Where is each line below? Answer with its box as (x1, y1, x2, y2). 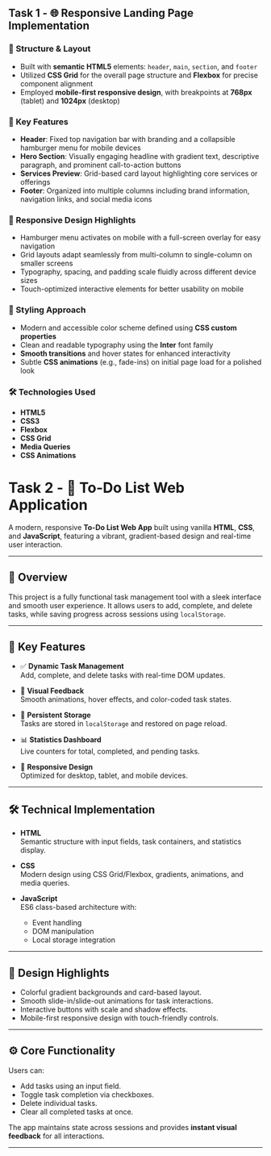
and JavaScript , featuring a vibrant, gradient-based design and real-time (8, 531, 252, 540)
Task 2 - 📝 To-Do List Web (8, 479, 186, 497)
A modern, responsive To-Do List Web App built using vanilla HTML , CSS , (8, 522, 256, 532)
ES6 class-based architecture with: (19, 903, 137, 912)
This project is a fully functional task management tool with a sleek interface (8, 592, 262, 602)
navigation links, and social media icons (19, 194, 152, 204)
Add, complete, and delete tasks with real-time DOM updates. (19, 670, 226, 680)
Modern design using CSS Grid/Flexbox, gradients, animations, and (19, 870, 244, 879)
